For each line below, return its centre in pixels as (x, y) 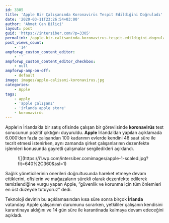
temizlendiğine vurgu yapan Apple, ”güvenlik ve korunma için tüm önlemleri (83, 184)
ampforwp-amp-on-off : (28, 71)
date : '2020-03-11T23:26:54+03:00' (43, 19)
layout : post (19, 29)
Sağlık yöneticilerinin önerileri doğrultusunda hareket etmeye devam (76, 173)
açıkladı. (14, 215)
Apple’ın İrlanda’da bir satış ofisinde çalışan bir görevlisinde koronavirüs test (84, 127)
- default (25, 76)
